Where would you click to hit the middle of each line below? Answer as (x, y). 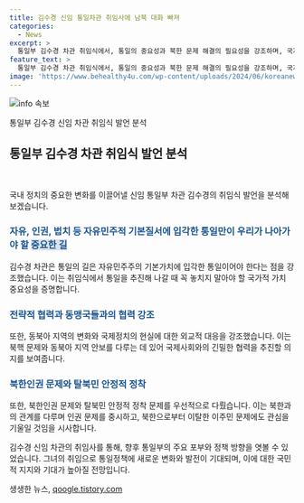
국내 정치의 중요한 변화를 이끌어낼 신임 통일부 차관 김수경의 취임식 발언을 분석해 (149, 194)
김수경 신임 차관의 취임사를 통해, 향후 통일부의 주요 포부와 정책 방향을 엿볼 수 (144, 447)
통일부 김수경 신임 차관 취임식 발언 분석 (78, 122)
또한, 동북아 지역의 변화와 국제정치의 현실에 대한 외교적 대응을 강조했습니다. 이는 (151, 336)
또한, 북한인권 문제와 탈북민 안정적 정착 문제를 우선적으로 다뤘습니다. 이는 (138, 405)
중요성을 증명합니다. (44, 289)
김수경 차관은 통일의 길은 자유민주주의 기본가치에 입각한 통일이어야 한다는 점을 (147, 266)
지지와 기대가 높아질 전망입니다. (74, 470)
